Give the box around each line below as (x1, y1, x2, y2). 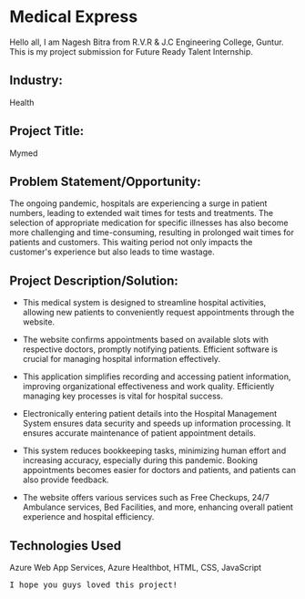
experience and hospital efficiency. (22, 511, 155, 522)
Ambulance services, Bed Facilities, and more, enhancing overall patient (22, 501, 294, 512)
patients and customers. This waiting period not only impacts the (9, 237, 253, 248)
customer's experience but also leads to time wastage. (9, 246, 216, 257)
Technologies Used (9, 538, 121, 553)
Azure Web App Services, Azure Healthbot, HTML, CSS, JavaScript (9, 563, 262, 573)
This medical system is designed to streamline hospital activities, (22, 297, 267, 308)
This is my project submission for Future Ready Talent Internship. (9, 46, 253, 57)
